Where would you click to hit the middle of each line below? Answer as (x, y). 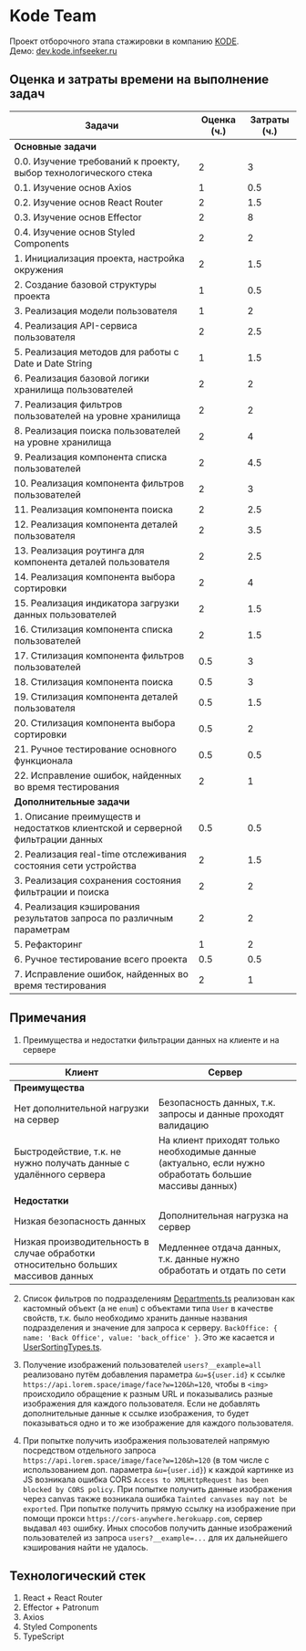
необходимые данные (207, 1151)
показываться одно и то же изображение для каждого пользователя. (158, 1423)
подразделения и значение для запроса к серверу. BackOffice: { (150, 1327)
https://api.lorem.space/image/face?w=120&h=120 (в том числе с (146, 1460)
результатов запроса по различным (94, 918)
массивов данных (54, 1276)
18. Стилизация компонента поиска (94, 681)
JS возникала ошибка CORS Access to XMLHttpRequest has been (145, 1479)
